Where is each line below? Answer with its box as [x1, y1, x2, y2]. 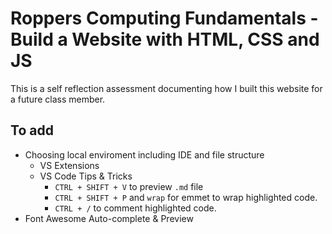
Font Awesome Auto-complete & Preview [24, 212, 194, 224]
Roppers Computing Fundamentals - [10, 7, 319, 30]
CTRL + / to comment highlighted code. [54, 202, 217, 214]
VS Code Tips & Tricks [39, 170, 133, 182]
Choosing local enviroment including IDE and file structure [24, 148, 265, 161]
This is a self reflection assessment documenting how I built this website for [10, 82, 323, 94]
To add [10, 122, 54, 139]
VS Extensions [39, 159, 100, 171]
